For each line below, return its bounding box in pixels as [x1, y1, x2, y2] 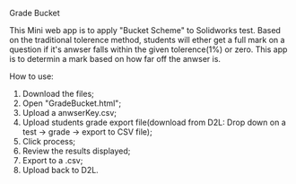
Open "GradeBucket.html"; [22, 98, 122, 109]
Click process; [22, 136, 76, 146]
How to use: [9, 71, 54, 82]
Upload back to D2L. [22, 165, 99, 175]
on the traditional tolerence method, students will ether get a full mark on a [9, 35, 285, 45]
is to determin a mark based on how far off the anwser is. [9, 54, 222, 64]
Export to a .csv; [22, 155, 83, 165]
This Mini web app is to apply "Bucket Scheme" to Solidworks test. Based [9, 25, 281, 35]
